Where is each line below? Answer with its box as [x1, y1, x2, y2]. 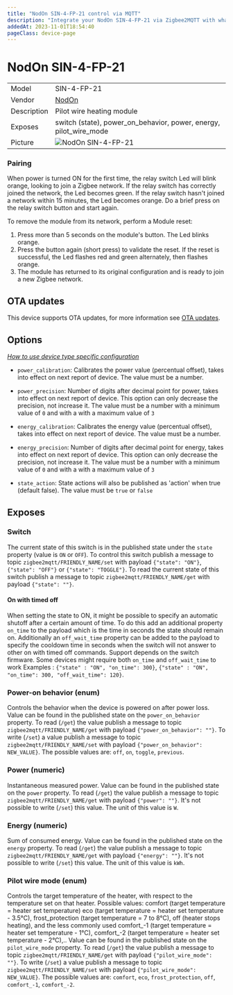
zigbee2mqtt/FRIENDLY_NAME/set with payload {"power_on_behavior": [7, 741, 203, 749]
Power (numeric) [7, 766, 65, 775]
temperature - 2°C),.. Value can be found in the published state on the [7, 936, 207, 944]
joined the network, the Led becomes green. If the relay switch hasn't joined [7, 189, 225, 197]
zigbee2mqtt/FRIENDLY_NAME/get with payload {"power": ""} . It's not [7, 795, 201, 804]
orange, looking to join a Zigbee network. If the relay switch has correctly [7, 181, 216, 190]
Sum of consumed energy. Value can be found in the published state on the [7, 836, 223, 845]
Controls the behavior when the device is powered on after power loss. [7, 704, 210, 712]
